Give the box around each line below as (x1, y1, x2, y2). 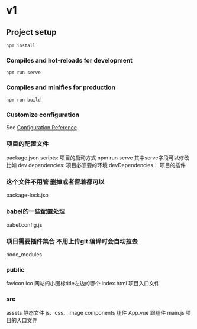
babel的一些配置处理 (6, 207, 65, 216)
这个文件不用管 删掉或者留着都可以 (6, 178, 105, 186)
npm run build (6, 97, 41, 103)
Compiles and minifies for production (6, 83, 115, 92)
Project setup (6, 27, 57, 37)
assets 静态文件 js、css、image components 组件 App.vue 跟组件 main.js (6, 309, 185, 316)
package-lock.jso (6, 191, 49, 198)
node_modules (6, 251, 43, 258)
